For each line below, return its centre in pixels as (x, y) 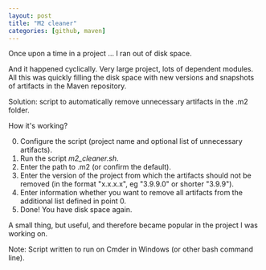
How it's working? (38, 126)
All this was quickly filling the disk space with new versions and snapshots (131, 78)
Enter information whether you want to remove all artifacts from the (131, 193)
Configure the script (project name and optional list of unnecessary (131, 141)
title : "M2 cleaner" (43, 23)
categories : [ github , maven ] (57, 31)
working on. (28, 234)
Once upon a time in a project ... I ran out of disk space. (100, 54)
